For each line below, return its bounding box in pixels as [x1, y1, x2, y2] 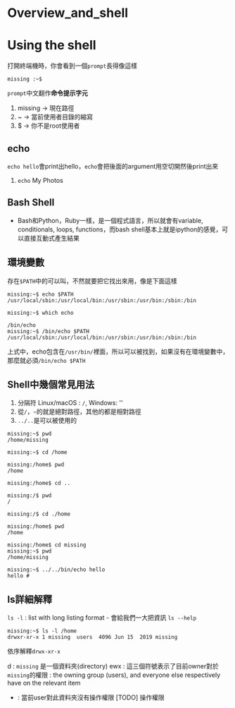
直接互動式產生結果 [23, 234, 80, 242]
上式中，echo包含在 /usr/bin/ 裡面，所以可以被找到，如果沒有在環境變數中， [7, 347, 229, 356]
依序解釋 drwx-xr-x [7, 647, 61, 656]
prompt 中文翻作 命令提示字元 [7, 89, 88, 97]
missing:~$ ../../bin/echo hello [7, 566, 106, 573]
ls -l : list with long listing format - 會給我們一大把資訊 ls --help [7, 613, 197, 622]
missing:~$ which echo [7, 309, 74, 316]
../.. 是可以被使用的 [17, 416, 77, 425]
